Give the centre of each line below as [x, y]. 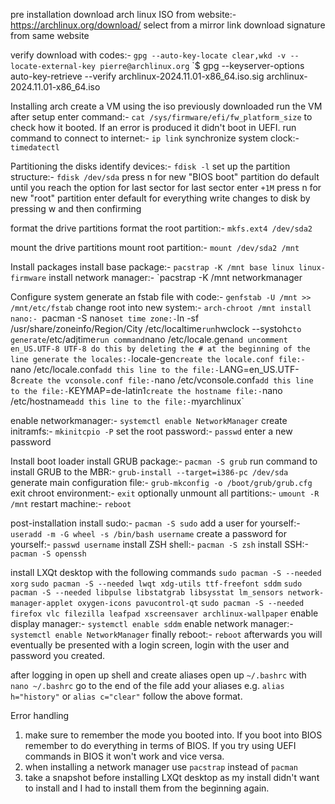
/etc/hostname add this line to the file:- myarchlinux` [127, 401]
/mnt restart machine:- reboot [71, 503]
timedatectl [35, 148]
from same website [50, 35]
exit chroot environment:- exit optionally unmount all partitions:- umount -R [165, 493]
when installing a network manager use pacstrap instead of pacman [161, 767]
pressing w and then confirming [76, 208]
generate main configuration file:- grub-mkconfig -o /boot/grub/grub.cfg [161, 482]
